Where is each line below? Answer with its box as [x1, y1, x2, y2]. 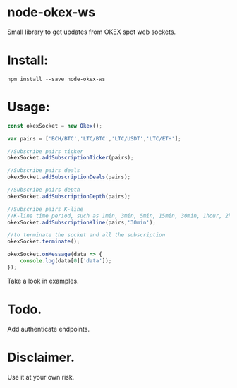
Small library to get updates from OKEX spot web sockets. [7, 28, 176, 36]
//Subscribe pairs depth [7, 186, 80, 194]
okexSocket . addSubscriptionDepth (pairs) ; [7, 193, 131, 200]
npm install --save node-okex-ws [7, 75, 106, 83]
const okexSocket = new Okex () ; [7, 122, 102, 129]
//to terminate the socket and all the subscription [7, 231, 166, 238]
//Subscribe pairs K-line [7, 205, 83, 212]
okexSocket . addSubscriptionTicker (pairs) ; [7, 154, 134, 162]
